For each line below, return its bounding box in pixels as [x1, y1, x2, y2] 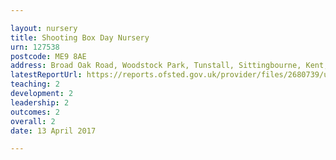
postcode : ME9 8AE [10, 51, 87, 61]
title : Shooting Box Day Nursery [10, 32, 150, 43]
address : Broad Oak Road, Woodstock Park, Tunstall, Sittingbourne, [10, 61, 302, 71]
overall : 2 [10, 116, 56, 126]
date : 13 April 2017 [10, 126, 97, 136]
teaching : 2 [10, 79, 60, 90]
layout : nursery [10, 23, 78, 33]
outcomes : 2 [10, 107, 60, 117]
